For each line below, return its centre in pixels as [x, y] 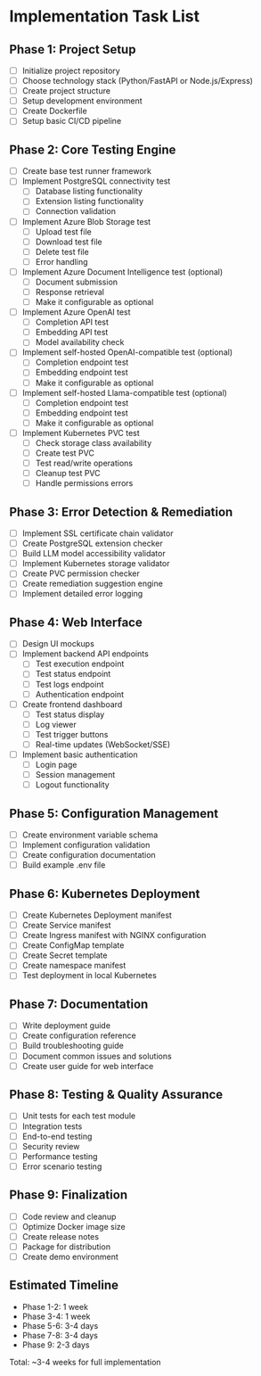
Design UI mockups [58, 644]
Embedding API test [72, 333]
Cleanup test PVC [68, 474]
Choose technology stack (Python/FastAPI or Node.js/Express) [138, 81]
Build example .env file [64, 865]
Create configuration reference [79, 1035]
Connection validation [75, 211]
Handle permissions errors [84, 483]
